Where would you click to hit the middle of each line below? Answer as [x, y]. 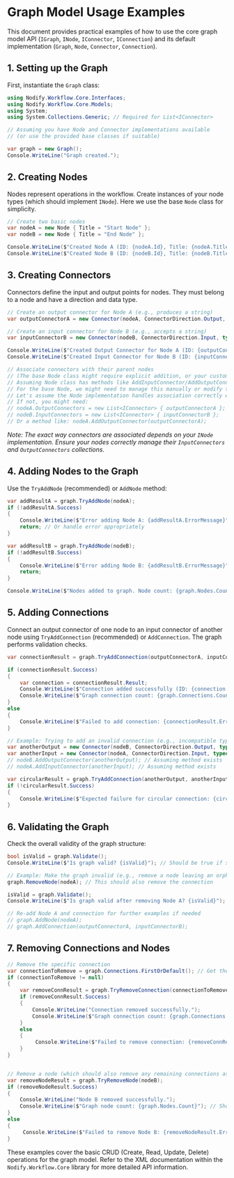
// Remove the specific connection [59, 964]
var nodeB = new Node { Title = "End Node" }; [76, 234]
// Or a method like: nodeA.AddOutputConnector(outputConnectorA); [107, 421]
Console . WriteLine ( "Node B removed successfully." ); [98, 1100]
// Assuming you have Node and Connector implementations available [109, 130]
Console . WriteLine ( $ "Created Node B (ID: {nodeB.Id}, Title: [98, 254]
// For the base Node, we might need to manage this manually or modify [115, 389]
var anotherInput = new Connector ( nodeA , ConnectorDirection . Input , [109, 754]
